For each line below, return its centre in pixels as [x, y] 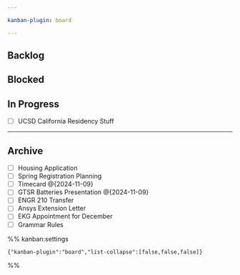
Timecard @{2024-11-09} [56, 184]
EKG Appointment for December [65, 216]
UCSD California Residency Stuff [66, 121]
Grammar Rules [41, 224]
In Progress [33, 104]
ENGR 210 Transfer [46, 200]
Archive [25, 151]
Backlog [26, 55]
